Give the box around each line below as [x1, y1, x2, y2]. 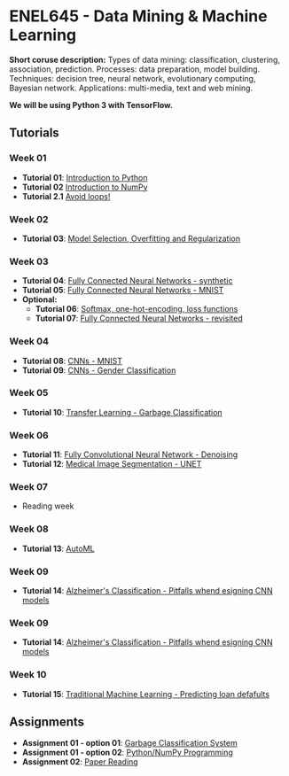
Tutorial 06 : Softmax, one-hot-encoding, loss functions [35, 304, 238, 314]
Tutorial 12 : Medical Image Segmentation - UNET [21, 459, 202, 469]
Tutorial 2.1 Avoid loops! [21, 190, 111, 201]
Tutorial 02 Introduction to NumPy [21, 182, 148, 192]
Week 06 [9, 429, 49, 441]
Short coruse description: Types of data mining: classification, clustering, [9, 54, 281, 65]
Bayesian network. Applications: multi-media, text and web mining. [9, 82, 254, 93]
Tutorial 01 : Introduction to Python [21, 172, 148, 182]
